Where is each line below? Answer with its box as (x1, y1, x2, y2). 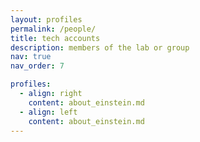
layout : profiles (10, 14, 83, 25)
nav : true (10, 52, 52, 62)
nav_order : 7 (10, 61, 65, 71)
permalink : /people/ (10, 24, 97, 34)
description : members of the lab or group (10, 42, 190, 53)
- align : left (19, 107, 78, 117)
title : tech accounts (10, 33, 101, 43)
